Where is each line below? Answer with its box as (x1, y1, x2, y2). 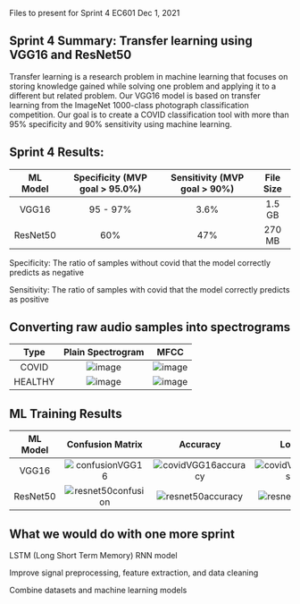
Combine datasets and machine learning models (9, 585, 187, 596)
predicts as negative (9, 267, 85, 277)
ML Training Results (9, 406, 122, 421)
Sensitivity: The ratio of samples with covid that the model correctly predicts (9, 284, 290, 294)
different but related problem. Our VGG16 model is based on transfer (9, 89, 261, 101)
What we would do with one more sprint (9, 526, 235, 541)
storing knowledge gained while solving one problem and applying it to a (9, 81, 277, 91)
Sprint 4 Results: (9, 145, 104, 160)
